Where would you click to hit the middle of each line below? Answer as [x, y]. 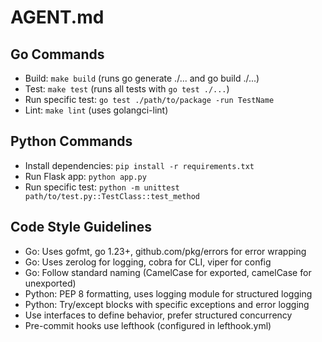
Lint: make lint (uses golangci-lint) [96, 110]
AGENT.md [57, 17]
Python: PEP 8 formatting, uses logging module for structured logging [168, 293]
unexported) [50, 283]
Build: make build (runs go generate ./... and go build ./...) [142, 78]
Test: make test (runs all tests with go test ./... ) [127, 89]
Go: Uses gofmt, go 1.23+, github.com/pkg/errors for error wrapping [165, 251]
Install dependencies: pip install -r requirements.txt [139, 165]
